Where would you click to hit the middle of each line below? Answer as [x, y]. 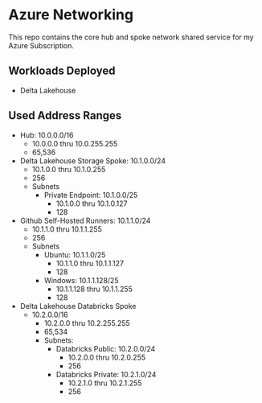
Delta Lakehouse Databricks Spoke [78, 306]
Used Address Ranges [65, 115]
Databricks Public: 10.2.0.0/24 [106, 348]
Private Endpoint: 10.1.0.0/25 [91, 195]
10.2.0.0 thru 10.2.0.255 [107, 357]
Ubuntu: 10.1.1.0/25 [75, 254]
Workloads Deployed [62, 71]
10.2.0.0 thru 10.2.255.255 [87, 323]
